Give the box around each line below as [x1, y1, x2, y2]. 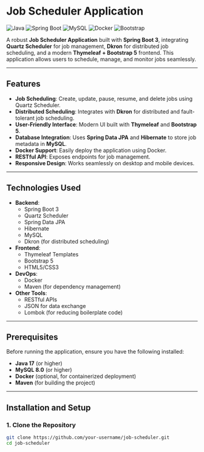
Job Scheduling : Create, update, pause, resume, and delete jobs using [15, 95, 193, 102]
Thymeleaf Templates [24, 250, 79, 258]
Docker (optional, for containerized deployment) [15, 372, 137, 380]
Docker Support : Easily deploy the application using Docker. [15, 146, 167, 154]
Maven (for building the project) [15, 379, 95, 386]
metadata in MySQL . [15, 140, 67, 147]
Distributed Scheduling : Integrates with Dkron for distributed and [15, 108, 180, 115]
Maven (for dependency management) [24, 282, 121, 290]
